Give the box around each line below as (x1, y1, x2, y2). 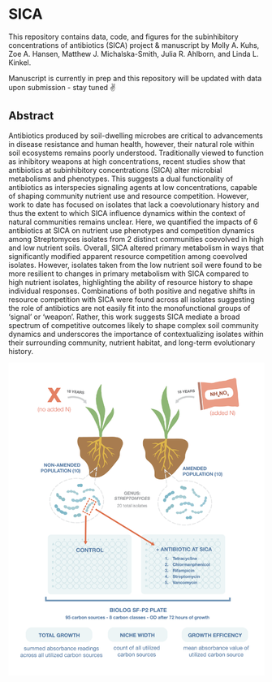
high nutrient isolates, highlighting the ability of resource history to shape (8, 277, 253, 287)
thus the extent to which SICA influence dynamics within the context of (8, 208, 246, 218)
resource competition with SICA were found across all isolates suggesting (8, 294, 256, 304)
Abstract (8, 109, 54, 123)
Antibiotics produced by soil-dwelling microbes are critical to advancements (8, 131, 264, 140)
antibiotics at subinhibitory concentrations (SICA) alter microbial (8, 165, 222, 175)
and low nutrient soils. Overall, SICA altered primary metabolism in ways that (8, 243, 265, 253)
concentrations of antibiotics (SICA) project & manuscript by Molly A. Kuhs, (8, 40, 260, 50)
